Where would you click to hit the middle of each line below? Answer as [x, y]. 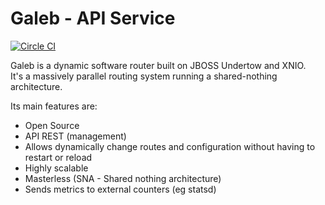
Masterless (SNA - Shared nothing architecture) [123, 178]
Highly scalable [56, 168]
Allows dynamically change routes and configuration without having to [170, 146]
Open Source [52, 125]
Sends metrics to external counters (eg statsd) [120, 189]
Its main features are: [54, 106]
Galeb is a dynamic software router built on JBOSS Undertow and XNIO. [158, 65]
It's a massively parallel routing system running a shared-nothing [144, 76]
